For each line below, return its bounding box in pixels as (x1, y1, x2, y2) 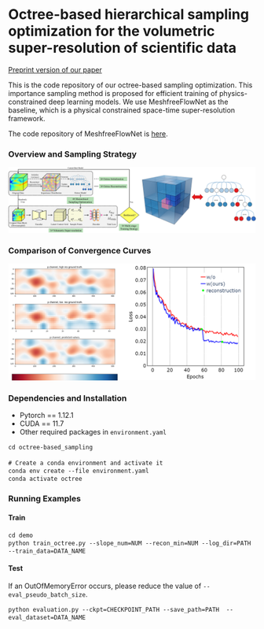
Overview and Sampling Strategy (8, 148, 137, 159)
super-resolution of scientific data (8, 39, 237, 57)
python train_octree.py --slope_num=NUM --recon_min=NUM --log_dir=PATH (8, 539, 251, 547)
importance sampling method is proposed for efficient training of (8, 88, 218, 98)
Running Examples (8, 494, 81, 505)
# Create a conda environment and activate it (8, 459, 163, 468)
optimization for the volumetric (8, 22, 215, 40)
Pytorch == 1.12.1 (19, 411, 74, 420)
